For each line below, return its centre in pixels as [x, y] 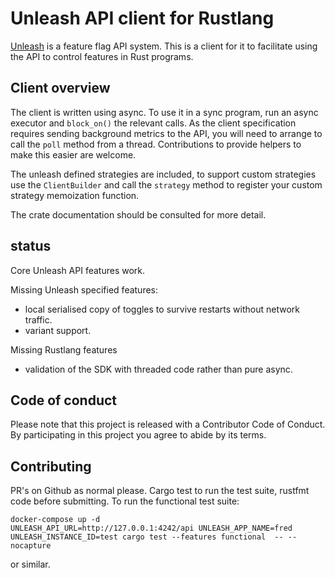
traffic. [38, 319]
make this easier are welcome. [73, 154]
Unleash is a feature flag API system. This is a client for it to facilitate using [164, 46]
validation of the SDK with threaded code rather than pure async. [158, 369]
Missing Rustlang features [64, 349]
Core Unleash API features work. [78, 270]
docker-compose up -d [55, 520]
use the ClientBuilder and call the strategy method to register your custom [166, 184]
